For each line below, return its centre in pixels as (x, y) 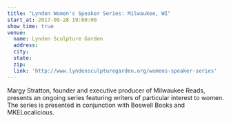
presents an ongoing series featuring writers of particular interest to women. (115, 97)
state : (23, 58)
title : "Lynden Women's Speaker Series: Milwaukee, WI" (89, 13)
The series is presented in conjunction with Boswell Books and (96, 105)
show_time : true (30, 26)
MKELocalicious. (31, 112)
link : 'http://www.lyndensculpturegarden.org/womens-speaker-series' (115, 71)
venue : (17, 33)
